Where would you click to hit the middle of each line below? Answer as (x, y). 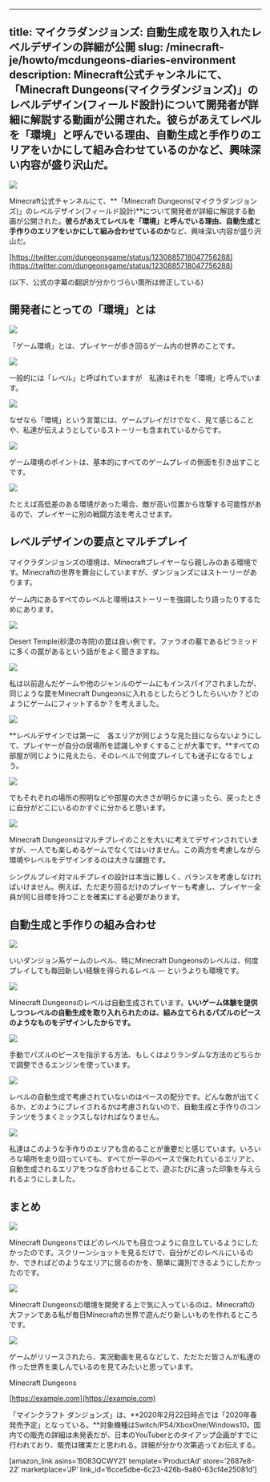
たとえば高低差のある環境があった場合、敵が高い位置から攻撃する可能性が (132, 504)
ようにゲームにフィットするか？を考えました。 (86, 704)
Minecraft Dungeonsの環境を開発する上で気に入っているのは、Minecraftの (132, 1305)
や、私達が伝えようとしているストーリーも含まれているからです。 (117, 430)
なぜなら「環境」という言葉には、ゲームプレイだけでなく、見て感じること (132, 420)
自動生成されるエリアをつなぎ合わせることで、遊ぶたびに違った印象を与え (132, 1169)
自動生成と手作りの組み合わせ (83, 925)
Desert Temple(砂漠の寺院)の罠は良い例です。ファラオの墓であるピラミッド (134, 641)
